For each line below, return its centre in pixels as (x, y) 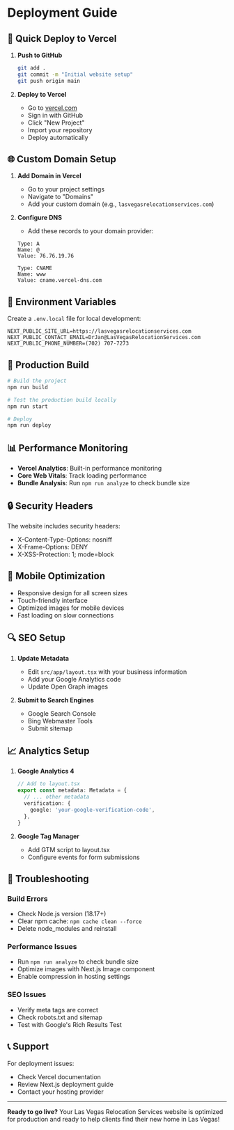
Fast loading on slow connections (65, 615)
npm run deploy (29, 425)
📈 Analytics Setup (48, 751)
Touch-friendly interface (53, 600)
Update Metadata (43, 658)
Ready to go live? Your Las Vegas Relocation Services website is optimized (115, 1111)
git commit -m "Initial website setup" (75, 74)
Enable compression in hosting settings (74, 977)
